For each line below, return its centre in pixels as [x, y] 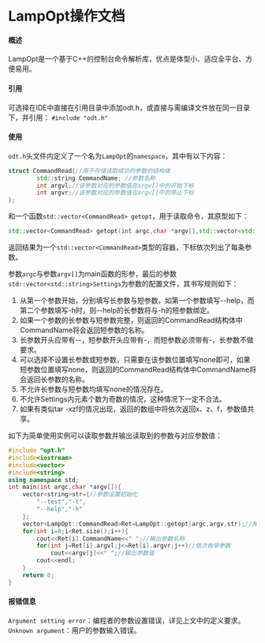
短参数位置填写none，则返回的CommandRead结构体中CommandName [134, 370]
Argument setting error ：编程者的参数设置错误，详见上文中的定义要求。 [127, 620]
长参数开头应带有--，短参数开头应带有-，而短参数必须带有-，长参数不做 [136, 340]
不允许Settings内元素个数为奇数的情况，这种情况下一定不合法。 [123, 399]
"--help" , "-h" [60, 510]
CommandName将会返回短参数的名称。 [84, 330]
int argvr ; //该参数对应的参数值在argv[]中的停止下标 [116, 193]
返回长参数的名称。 [58, 379]
